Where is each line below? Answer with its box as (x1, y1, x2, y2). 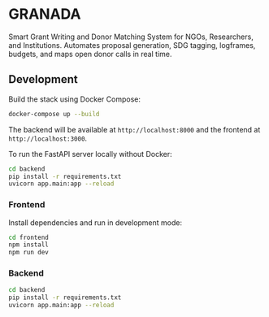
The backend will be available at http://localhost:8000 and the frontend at (8, 124, 261, 134)
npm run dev (8, 249, 49, 257)
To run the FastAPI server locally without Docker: (8, 149, 172, 158)
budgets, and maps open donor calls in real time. (8, 49, 172, 59)
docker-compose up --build (8, 110, 100, 118)
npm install (8, 241, 49, 249)
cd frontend (8, 233, 49, 241)
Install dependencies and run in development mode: (8, 217, 183, 228)
